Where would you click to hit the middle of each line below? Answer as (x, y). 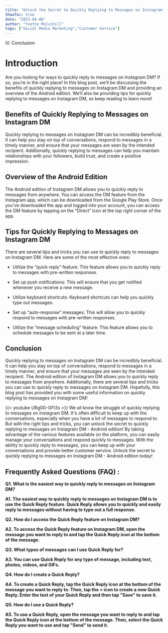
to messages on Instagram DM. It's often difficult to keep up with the (76, 413)
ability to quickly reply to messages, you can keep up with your (70, 445)
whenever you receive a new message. (53, 287)
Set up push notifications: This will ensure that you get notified (77, 282)
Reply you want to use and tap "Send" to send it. (57, 625)
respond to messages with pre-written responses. (64, 317)
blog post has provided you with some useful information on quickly (75, 393)
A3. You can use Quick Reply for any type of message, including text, (78, 559)
